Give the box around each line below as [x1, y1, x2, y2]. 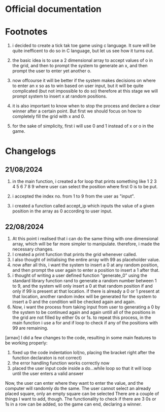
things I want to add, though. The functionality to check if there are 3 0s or [5, 396, 157, 402]
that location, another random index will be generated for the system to [12, 293, 157, 299]
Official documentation [5, 3, 102, 15]
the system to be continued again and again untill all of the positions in [12, 309, 156, 315]
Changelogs [5, 146, 56, 157]
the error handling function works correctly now [12, 360, 110, 366]
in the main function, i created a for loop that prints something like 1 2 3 [12, 178, 157, 184]
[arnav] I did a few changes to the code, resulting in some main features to [5, 334, 157, 340]
